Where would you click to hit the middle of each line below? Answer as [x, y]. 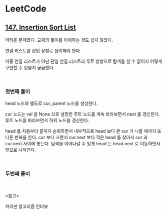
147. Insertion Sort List [40, 27]
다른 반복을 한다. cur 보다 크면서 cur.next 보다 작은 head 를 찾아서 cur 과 [76, 137]
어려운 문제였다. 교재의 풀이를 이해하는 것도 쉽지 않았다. [59, 40]
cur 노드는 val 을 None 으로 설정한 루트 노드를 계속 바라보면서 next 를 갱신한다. [82, 114]
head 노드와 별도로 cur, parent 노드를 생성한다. [51, 103]
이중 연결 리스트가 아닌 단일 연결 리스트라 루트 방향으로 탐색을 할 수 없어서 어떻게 [84, 61]
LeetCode [26, 9]
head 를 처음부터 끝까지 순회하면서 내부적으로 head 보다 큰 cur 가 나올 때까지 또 [83, 131]
